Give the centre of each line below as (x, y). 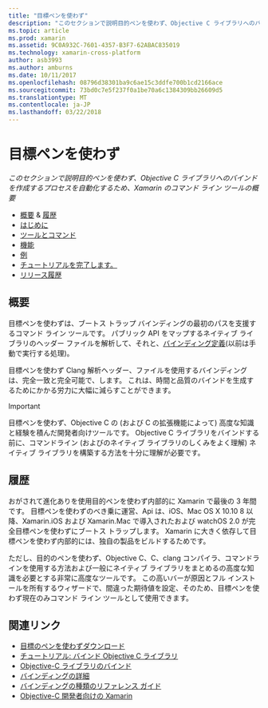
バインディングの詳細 (55, 676)
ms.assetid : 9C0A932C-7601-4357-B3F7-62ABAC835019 (94, 46)
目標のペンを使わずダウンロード (72, 646)
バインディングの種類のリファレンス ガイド (91, 686)
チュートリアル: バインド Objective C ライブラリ (99, 656)
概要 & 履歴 (38, 215)
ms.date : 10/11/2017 (43, 75)
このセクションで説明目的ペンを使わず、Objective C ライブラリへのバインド (133, 177)
